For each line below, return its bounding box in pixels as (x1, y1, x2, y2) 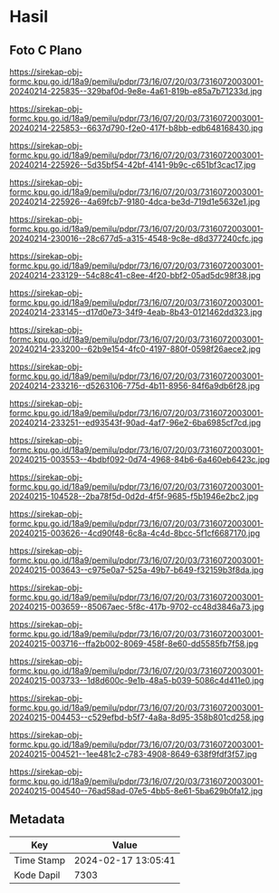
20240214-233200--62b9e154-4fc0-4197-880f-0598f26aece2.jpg (9, 344, 261, 354)
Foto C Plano (9, 43, 82, 58)
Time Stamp (14, 854, 66, 867)
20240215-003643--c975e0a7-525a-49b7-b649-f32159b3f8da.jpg (9, 565, 265, 575)
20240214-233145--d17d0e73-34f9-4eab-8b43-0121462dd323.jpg (9, 306, 263, 317)
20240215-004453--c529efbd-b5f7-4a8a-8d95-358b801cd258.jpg (9, 712, 265, 723)
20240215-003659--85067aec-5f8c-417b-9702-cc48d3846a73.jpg (9, 601, 265, 612)
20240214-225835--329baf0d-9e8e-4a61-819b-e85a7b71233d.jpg (9, 86, 263, 96)
